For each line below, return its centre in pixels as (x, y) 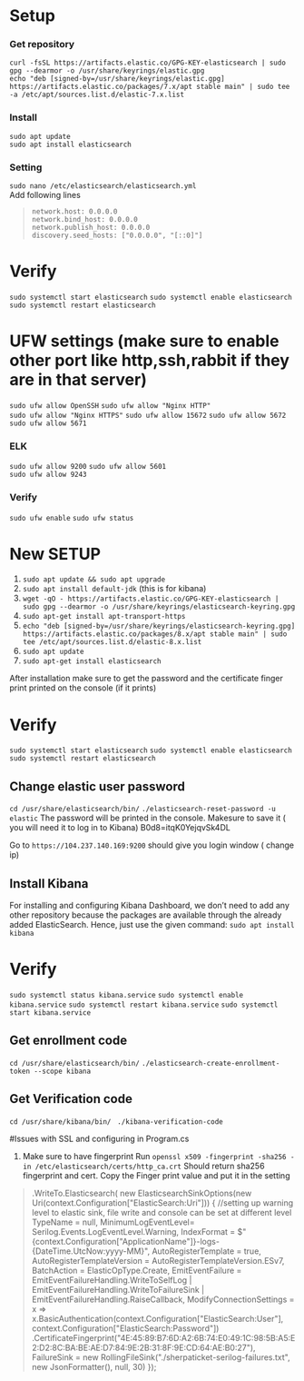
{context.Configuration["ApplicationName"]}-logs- (126, 1241)
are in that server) (78, 380)
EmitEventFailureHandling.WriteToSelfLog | (112, 1280)
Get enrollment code (69, 1041)
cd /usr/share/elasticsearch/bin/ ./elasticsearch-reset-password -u (143, 810)
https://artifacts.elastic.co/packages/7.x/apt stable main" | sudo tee (150, 87)
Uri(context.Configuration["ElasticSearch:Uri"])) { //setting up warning (162, 1202)
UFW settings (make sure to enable (144, 341)
